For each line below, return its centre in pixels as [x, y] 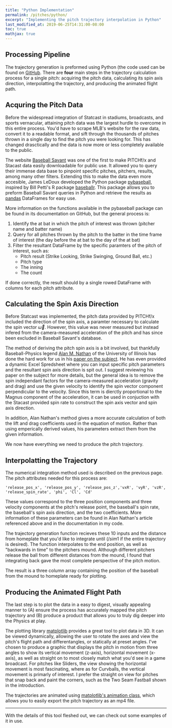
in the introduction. [25, 685]
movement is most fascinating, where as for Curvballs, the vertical [75, 669]
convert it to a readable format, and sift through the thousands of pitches [82, 133]
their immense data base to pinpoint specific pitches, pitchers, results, [79, 171]
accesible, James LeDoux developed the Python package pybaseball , [79, 182]
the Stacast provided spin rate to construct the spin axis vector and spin [81, 403]
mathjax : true [20, 34]
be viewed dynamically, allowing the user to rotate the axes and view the [82, 636]
